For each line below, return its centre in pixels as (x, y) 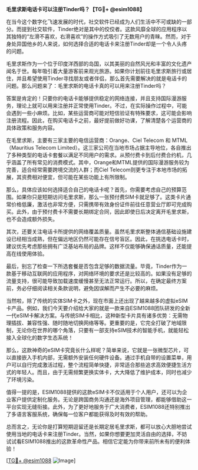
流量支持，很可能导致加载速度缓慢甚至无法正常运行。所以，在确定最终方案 (96, 281)
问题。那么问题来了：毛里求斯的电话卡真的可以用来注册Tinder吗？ (86, 86)
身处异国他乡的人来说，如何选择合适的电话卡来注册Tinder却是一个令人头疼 (97, 44)
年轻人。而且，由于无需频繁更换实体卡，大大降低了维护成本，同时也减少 (104, 372)
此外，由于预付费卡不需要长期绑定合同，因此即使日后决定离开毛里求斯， (104, 212)
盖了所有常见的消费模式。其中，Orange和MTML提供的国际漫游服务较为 (103, 162)
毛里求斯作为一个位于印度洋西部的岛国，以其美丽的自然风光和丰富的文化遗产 (99, 64)
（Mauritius (20, 148)
